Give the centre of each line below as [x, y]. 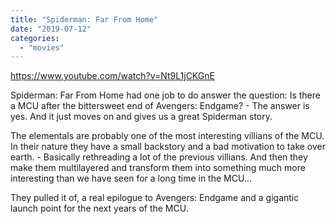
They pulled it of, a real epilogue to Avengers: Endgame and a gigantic [155, 198]
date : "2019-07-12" [51, 29]
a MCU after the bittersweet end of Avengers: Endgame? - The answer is [160, 106]
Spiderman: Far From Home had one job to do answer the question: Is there [165, 95]
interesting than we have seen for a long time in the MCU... [131, 178]
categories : [35, 38]
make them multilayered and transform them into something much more [158, 168]
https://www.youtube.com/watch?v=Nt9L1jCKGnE [112, 76]
